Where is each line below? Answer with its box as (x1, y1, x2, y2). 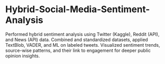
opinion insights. (5, 52, 40, 59)
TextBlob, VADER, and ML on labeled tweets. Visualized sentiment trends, (5, 42, 160, 48)
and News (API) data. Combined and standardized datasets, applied (5, 37, 148, 43)
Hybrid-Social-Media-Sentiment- (5, 4, 150, 15)
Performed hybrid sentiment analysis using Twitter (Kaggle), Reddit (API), (5, 31, 160, 37)
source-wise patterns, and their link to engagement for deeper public (5, 47, 151, 53)
